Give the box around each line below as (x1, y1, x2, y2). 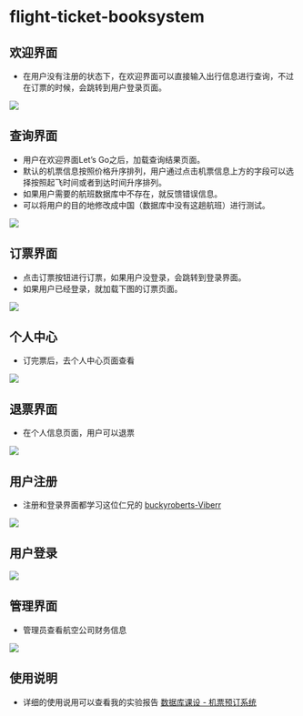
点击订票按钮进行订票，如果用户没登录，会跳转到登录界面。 (22, 271, 247, 283)
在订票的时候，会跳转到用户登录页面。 (22, 82, 167, 93)
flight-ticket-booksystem (9, 6, 205, 27)
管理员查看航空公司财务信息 (22, 624, 127, 635)
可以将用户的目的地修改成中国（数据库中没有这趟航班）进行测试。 (22, 199, 270, 210)
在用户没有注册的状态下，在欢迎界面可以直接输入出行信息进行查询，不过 (22, 71, 294, 81)
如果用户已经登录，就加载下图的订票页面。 (22, 283, 183, 294)
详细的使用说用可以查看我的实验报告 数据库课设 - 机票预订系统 (22, 696, 258, 707)
